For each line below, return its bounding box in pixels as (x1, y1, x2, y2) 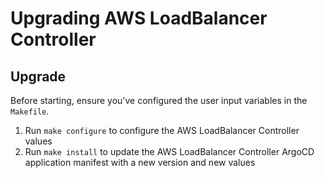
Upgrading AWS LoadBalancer (10, 7, 268, 30)
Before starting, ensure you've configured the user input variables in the (10, 95, 308, 106)
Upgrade (10, 68, 67, 85)
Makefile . (10, 105, 50, 117)
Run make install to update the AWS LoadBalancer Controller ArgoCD (24, 146, 315, 157)
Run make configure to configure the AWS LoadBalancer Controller (24, 125, 300, 136)
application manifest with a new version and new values (24, 157, 256, 168)
